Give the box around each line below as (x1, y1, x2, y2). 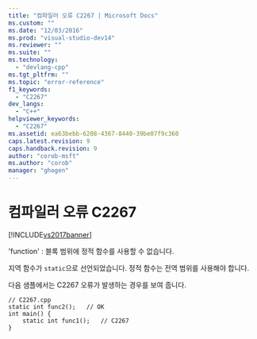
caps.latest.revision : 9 (8, 137, 90, 145)
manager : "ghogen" (8, 167, 69, 175)
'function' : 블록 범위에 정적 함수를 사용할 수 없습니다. (8, 246, 175, 256)
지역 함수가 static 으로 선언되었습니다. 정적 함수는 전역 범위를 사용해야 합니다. (8, 263, 250, 272)
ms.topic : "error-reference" (8, 78, 105, 86)
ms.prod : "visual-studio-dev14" (8, 33, 115, 42)
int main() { (8, 310, 52, 318)
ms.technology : (8, 56, 59, 64)
